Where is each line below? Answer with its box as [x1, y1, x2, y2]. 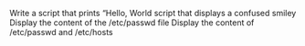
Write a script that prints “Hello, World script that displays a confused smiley [9, 8, 297, 18]
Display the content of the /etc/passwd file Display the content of [9, 17, 255, 28]
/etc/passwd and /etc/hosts [9, 27, 113, 37]
